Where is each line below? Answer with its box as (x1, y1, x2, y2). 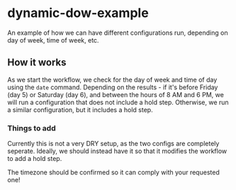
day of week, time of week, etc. (7, 35, 99, 44)
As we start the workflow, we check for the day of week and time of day (7, 75, 218, 84)
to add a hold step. (7, 155, 62, 163)
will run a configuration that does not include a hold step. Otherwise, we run (7, 98, 229, 106)
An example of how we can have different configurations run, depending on (7, 28, 228, 37)
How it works (7, 57, 67, 69)
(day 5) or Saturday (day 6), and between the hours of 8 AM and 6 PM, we (7, 90, 225, 99)
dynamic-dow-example (7, 5, 149, 21)
